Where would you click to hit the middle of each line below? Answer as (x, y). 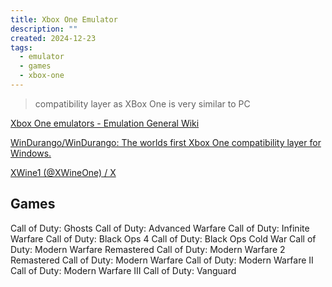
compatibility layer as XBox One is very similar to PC (142, 103)
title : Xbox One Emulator (64, 19)
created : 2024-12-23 (53, 38)
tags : (21, 47)
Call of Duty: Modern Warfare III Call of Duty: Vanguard (123, 270)
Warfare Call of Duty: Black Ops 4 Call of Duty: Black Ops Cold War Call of (163, 238)
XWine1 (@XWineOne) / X (63, 172)
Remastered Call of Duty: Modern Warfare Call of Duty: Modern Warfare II (162, 260)
